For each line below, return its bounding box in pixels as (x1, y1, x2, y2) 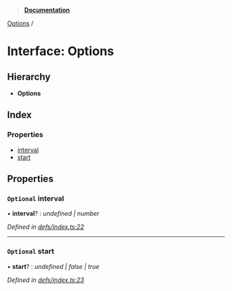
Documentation (23, 6, 70, 14)
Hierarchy (7, 71, 51, 82)
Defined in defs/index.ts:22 (7, 223, 84, 231)
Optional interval (7, 194, 64, 203)
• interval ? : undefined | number (7, 209, 99, 218)
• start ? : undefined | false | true (7, 262, 100, 270)
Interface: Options (7, 44, 115, 59)
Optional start (7, 247, 55, 256)
